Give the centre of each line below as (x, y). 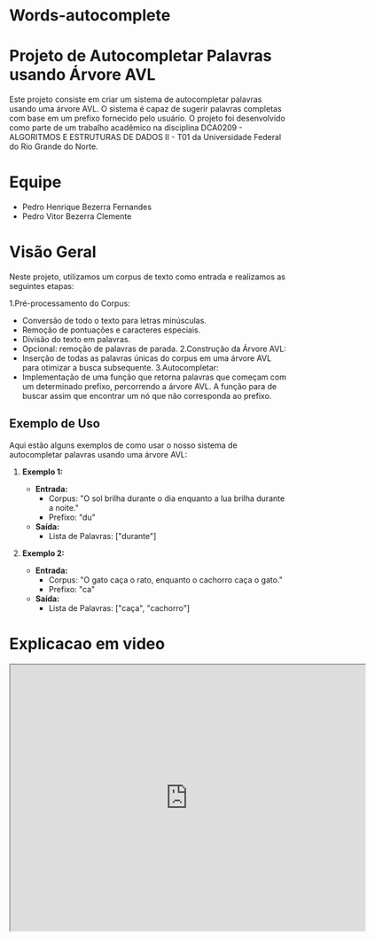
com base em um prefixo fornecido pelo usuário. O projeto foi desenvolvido (147, 118)
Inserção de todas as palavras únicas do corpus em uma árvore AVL (147, 358)
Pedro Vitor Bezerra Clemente (77, 216)
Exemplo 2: (43, 553)
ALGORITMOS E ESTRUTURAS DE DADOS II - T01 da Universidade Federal (145, 137)
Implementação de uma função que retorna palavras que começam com (154, 377)
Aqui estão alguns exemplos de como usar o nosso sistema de (123, 445)
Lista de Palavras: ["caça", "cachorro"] (119, 607)
